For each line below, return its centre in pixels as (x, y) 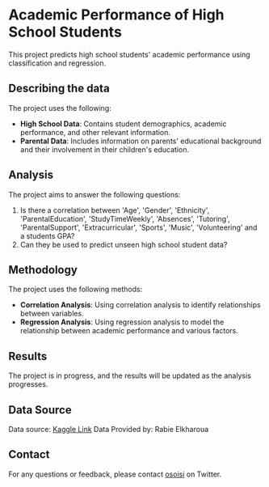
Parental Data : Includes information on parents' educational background (141, 141)
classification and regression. (57, 63)
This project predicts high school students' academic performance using (129, 54)
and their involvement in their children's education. (105, 149)
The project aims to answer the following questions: (95, 194)
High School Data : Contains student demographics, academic (123, 124)
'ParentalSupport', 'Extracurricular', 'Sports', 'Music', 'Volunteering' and (139, 227)
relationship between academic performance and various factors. (129, 331)
